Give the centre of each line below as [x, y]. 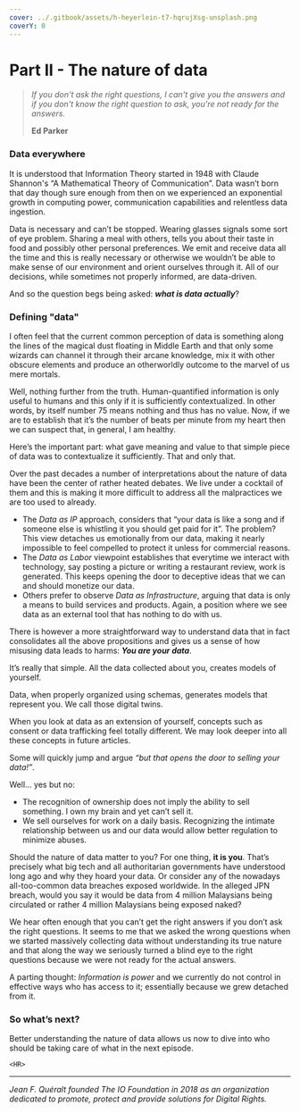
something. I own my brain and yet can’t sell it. [108, 812]
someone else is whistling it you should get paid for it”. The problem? [149, 529]
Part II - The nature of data [108, 70]
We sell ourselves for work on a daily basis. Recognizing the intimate [148, 821]
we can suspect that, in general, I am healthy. [93, 430]
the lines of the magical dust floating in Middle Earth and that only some [142, 346]
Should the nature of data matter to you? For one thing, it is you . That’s [139, 858]
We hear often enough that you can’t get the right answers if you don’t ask [146, 922]
